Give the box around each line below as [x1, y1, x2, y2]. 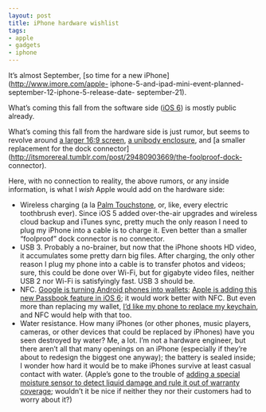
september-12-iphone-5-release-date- [8, 88, 135, 96]
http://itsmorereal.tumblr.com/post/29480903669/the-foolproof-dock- [10, 152, 243, 162]
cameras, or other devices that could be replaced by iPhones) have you [19, 328, 255, 336]
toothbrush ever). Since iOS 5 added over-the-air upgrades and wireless [19, 209, 257, 218]
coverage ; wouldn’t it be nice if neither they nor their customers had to [19, 386, 252, 395]
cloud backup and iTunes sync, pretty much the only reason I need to [19, 217, 248, 226]
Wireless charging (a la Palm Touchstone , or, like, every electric [19, 200, 229, 210]
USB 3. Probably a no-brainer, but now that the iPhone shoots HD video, [19, 242, 257, 252]
